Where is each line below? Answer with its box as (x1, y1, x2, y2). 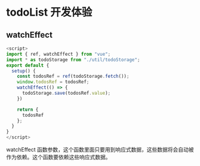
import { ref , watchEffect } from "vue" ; (6, 51, 111, 57)
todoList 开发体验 (6, 5, 93, 19)
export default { (6, 62, 50, 68)
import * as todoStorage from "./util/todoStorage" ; (6, 56, 140, 63)
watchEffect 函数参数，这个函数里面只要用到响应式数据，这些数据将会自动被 (6, 146, 194, 153)
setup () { (11, 68, 36, 74)
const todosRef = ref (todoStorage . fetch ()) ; (17, 73, 130, 80)
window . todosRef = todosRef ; (17, 79, 90, 85)
